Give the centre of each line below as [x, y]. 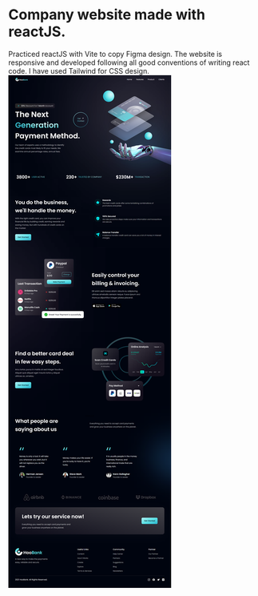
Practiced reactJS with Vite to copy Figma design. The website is [115, 54]
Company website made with [107, 15]
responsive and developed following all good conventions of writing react [129, 62]
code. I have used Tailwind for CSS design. [79, 70]
